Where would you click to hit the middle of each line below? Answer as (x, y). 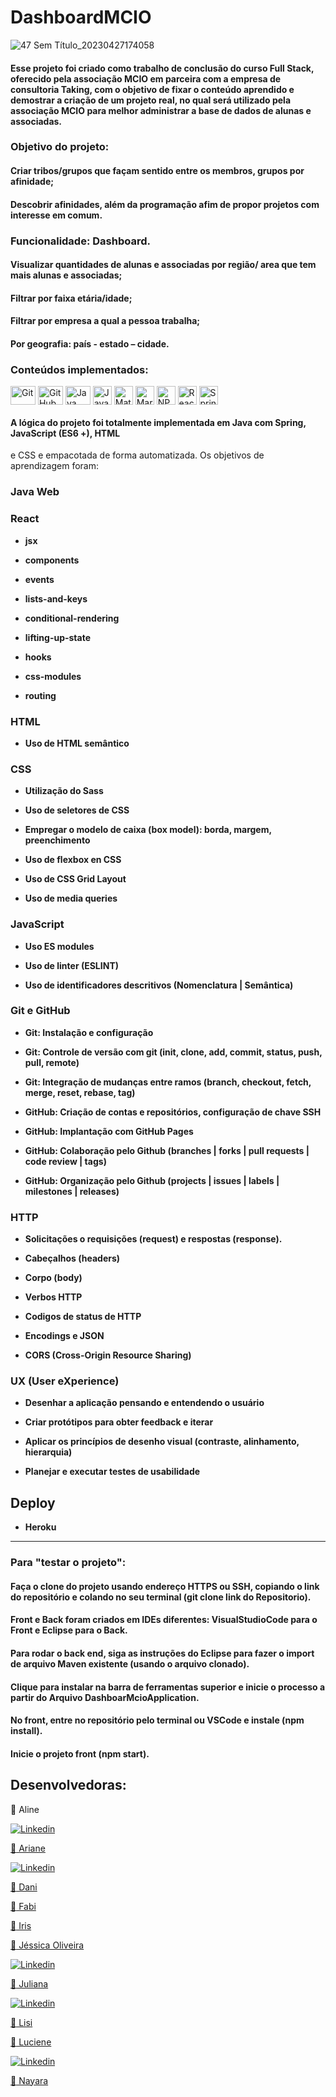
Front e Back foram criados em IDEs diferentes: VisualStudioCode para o (164, 1620)
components (52, 560)
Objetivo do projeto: (60, 147)
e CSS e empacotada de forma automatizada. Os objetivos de (137, 455)
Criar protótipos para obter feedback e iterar (119, 1422)
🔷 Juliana (29, 1983)
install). (26, 1731)
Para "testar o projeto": (68, 1563)
